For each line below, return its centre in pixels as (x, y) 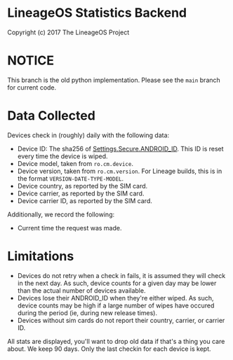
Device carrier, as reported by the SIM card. (81, 193)
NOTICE (31, 61)
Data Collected (52, 116)
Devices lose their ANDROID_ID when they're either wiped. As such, (115, 298)
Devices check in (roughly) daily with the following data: (88, 135)
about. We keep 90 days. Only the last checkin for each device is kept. (109, 349)
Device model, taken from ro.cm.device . (75, 163)
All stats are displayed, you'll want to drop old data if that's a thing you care (116, 341)
